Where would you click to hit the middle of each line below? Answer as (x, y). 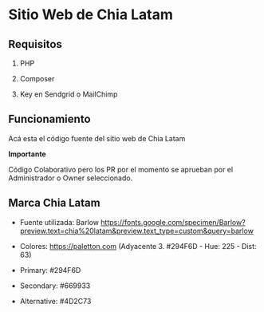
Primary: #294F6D (50, 270)
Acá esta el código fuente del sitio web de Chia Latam (97, 138)
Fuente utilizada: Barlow (59, 222)
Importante (27, 154)
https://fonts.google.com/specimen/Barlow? (173, 222)
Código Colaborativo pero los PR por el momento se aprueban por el (121, 169)
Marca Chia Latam (55, 203)
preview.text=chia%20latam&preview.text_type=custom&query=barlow (136, 231)
